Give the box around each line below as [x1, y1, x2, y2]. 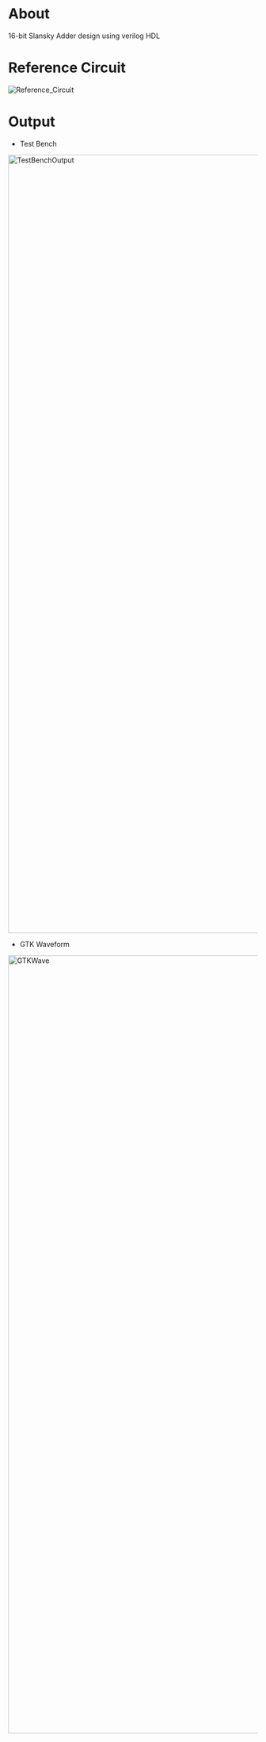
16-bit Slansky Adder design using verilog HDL [8, 31, 161, 40]
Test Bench [19, 139, 57, 148]
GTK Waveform [19, 939, 70, 949]
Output [8, 113, 55, 131]
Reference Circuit [8, 59, 127, 77]
